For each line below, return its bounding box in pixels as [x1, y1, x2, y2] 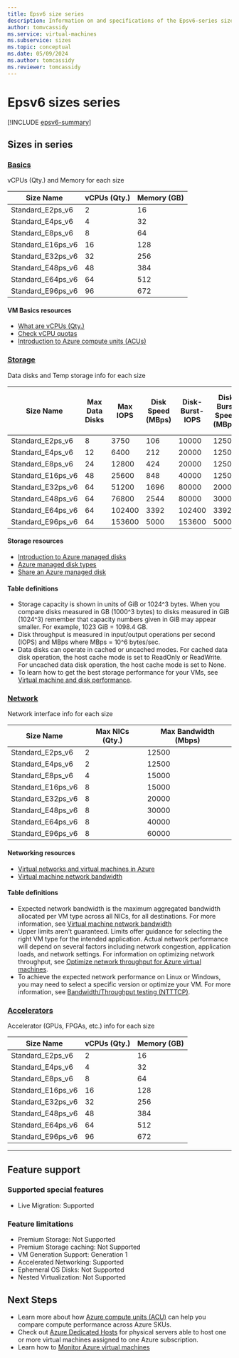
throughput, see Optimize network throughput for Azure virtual [17, 957, 201, 966]
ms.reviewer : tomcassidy [7, 63, 81, 71]
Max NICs [95, 727, 129, 737]
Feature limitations [7, 1219, 74, 1229]
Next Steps [7, 1294, 58, 1306]
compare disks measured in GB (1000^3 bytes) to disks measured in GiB [17, 608, 230, 616]
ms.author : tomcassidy [7, 57, 75, 64]
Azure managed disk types [17, 560, 97, 568]
